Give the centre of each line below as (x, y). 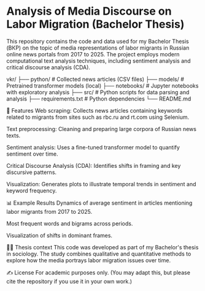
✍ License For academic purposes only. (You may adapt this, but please (98, 272)
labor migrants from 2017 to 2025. (49, 211)
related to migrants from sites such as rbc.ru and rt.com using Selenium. (98, 117)
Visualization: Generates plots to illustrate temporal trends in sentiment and (101, 184)
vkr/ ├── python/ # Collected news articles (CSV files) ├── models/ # (95, 79)
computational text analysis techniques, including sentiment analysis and (99, 61)
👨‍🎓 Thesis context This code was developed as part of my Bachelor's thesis (102, 247)
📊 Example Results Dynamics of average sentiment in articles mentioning (99, 203)
